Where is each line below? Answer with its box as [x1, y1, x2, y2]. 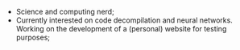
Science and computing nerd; [15, 7, 114, 16]
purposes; [15, 32, 51, 42]
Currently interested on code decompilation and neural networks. [15, 15, 234, 25]
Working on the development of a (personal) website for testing [15, 24, 227, 33]
